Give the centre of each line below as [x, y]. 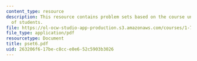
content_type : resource [35, 11]
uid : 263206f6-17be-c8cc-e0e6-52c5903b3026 [60, 49]
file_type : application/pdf [40, 33]
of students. [27, 22]
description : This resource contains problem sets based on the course [95, 17]
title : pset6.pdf [27, 44]
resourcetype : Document [35, 38]
